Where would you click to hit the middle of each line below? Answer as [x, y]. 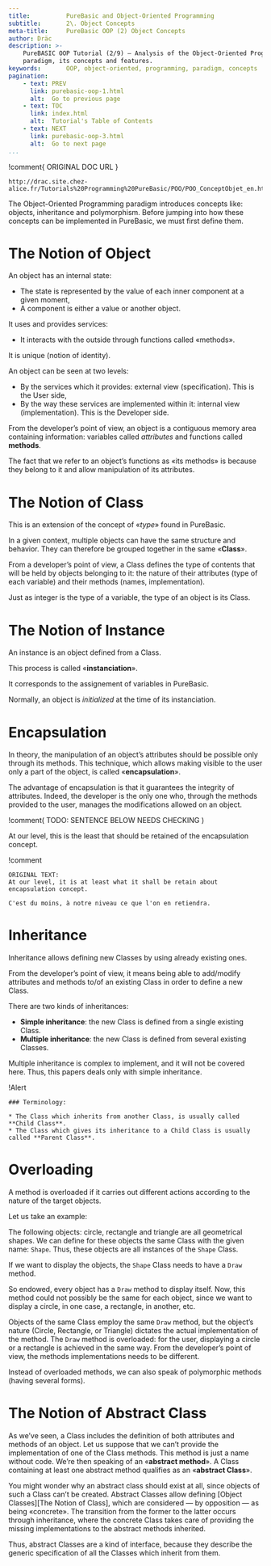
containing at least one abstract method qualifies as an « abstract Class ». [130, 1470]
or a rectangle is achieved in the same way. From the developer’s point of [130, 1348]
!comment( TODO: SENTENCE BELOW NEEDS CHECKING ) [106, 821]
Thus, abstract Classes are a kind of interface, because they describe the [130, 1544]
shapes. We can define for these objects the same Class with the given [126, 1241]
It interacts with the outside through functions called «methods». [127, 340]
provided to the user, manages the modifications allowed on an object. [125, 804]
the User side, [43, 395]
